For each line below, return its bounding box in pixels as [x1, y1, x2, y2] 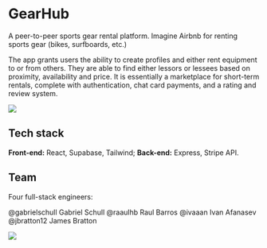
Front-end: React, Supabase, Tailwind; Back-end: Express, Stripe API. [8, 148, 239, 157]
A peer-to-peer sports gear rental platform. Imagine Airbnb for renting [8, 31, 238, 41]
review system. [8, 88, 58, 98]
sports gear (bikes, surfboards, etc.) [8, 39, 128, 48]
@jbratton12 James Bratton [8, 215, 97, 225]
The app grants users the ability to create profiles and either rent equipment [8, 55, 257, 64]
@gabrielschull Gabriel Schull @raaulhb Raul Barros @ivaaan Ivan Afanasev [8, 207, 257, 217]
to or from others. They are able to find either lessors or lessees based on [8, 63, 251, 72]
